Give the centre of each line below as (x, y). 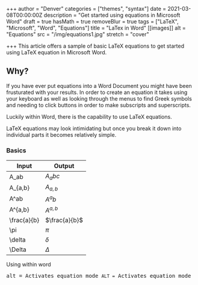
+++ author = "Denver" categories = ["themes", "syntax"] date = (86, 9)
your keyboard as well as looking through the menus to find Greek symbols (99, 98)
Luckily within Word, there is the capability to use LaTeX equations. (89, 116)
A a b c (52, 177)
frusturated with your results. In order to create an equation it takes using (97, 92)
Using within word (29, 265)
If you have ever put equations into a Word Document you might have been (99, 86)
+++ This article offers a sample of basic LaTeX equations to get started (95, 46)
